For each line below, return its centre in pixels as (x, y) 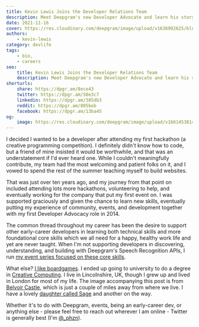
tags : (13, 51)
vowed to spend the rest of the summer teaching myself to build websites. (97, 171)
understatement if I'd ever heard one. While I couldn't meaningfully (88, 158)
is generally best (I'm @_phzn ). (44, 318)
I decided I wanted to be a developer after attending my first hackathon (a (96, 139)
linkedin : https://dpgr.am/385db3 (59, 100)
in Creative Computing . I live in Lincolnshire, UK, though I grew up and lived (98, 275)
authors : (17, 34)
